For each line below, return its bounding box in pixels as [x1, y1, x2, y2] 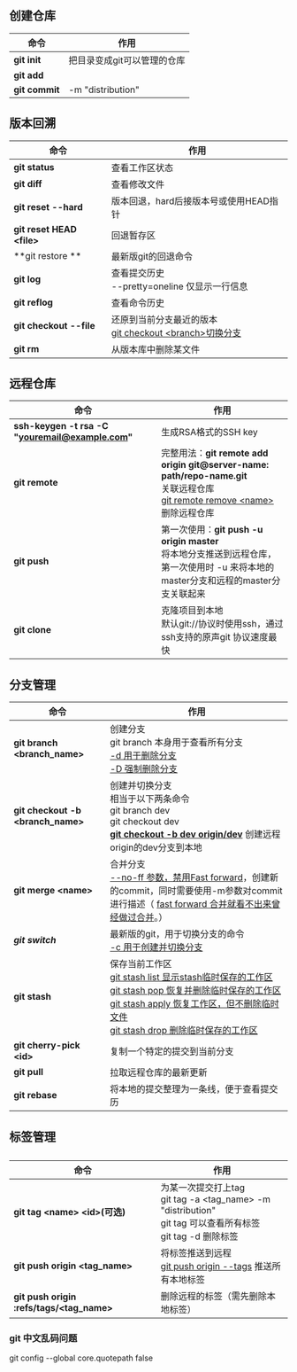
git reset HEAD [13, 222, 78, 235]
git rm [13, 342, 40, 355]
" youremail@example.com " [13, 431, 133, 443]
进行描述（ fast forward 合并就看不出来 [110, 898, 272, 910]
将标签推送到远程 [160, 1247, 232, 1259]
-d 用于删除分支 [110, 750, 177, 762]
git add [13, 69, 44, 82]
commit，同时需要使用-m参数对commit [118, 885, 283, 897]
